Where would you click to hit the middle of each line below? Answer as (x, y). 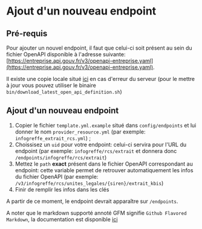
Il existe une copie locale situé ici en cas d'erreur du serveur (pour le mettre (101, 79)
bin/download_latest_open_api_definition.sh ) (64, 92)
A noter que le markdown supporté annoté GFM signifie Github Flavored (96, 213)
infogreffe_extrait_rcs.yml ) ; (53, 138)
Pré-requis (27, 34)
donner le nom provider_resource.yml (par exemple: (80, 132)
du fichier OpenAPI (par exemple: (57, 176)
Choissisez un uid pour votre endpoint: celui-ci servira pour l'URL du (101, 144)
